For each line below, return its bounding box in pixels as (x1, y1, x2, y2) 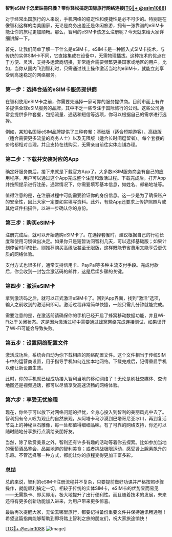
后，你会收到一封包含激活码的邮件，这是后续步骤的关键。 (5, 268, 126, 274)
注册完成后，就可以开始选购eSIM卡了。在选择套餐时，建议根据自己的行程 (5, 231, 160, 238)
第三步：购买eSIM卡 (5, 219, 55, 226)
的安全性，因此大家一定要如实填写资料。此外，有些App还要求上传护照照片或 (5, 198, 166, 205)
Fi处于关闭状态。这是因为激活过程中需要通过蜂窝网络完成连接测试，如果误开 (5, 319, 166, 325)
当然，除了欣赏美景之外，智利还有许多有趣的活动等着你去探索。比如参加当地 (5, 439, 167, 445)
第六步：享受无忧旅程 (5, 396, 58, 403)
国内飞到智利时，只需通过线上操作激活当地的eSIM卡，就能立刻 (27, 65, 160, 71)
